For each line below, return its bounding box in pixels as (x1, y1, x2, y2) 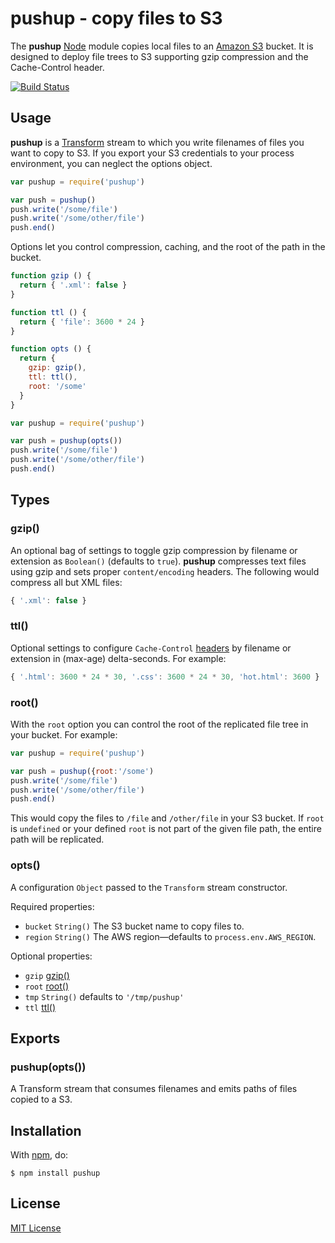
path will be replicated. (10, 833, 105, 846)
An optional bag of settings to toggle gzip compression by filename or (10, 544, 298, 556)
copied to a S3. (10, 1093, 73, 1106)
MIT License (10, 1222, 62, 1234)
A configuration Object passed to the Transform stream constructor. (10, 881, 288, 893)
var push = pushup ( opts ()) (10, 436, 123, 446)
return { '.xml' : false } (19, 280, 128, 290)
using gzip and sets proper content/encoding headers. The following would (10, 565, 320, 577)
